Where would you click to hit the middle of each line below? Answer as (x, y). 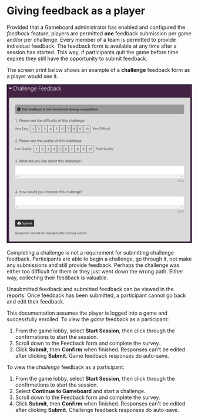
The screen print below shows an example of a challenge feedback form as (98, 70)
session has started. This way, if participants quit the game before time (93, 52)
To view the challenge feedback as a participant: (66, 367)
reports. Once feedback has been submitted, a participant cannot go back (96, 295)
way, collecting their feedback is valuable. (57, 278)
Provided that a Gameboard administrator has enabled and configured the (96, 27)
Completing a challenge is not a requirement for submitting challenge (90, 252)
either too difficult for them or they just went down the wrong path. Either (95, 271)
